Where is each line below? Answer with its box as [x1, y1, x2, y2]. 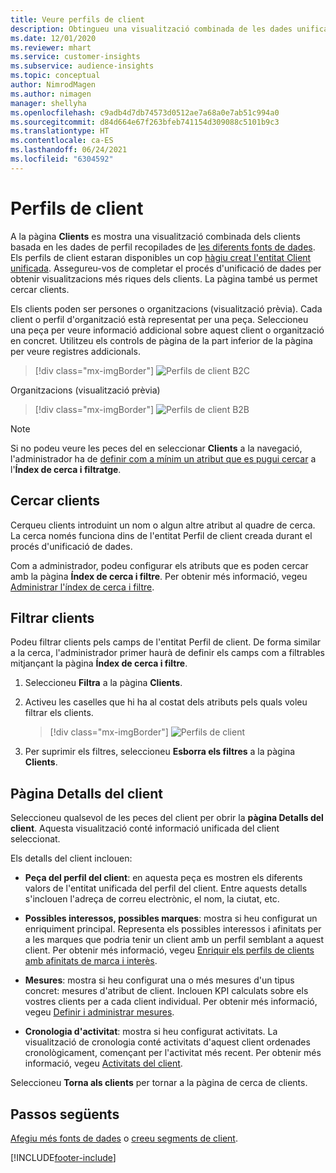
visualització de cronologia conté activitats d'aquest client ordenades [24, 1036, 311, 1048]
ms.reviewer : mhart [10, 42, 92, 53]
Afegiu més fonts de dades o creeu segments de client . [10, 1132, 238, 1144]
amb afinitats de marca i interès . [24, 955, 158, 967]
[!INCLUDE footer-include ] [10, 1151, 117, 1163]
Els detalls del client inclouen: [10, 852, 133, 865]
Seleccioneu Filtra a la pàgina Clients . [24, 677, 183, 689]
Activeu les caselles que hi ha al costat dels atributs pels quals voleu [24, 696, 308, 708]
